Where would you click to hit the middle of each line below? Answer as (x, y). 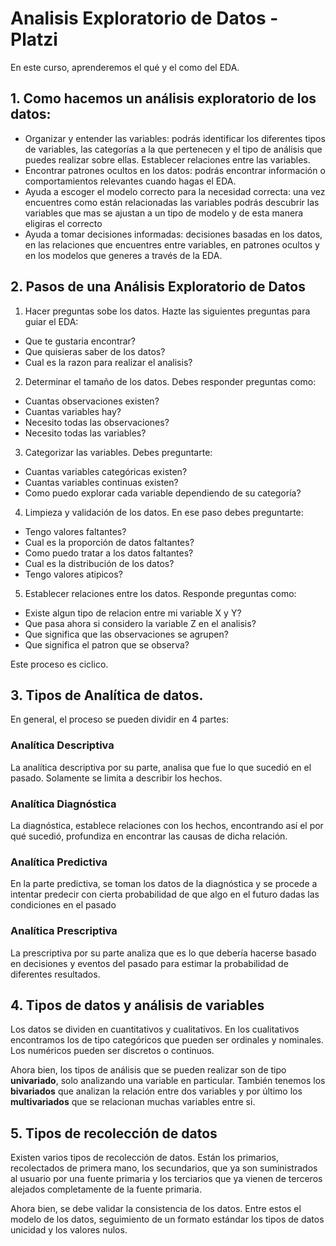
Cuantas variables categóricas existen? (106, 471)
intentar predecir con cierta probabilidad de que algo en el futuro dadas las (165, 894)
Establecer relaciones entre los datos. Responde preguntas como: (160, 593)
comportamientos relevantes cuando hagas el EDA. (130, 181)
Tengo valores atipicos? (73, 574)
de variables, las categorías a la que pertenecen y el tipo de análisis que (173, 149)
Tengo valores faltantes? (75, 531)
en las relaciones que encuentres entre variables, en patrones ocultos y (172, 244)
